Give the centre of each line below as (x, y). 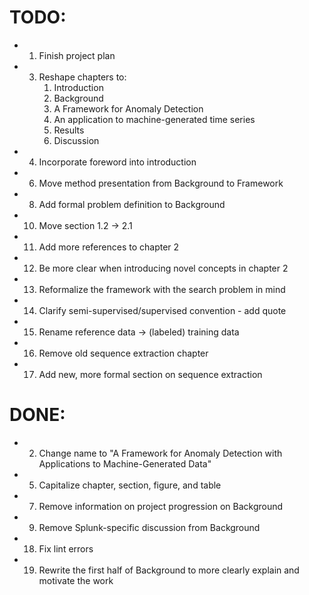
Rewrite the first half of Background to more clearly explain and (169, 570)
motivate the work (76, 580)
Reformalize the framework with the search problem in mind (162, 289)
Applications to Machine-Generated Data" (125, 463)
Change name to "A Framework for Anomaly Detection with (160, 453)
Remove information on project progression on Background (161, 506)
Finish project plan (77, 55)
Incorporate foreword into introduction (117, 162)
